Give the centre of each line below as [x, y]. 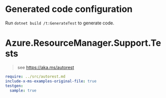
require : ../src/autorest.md [35, 76]
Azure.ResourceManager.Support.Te [83, 43]
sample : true [23, 91]
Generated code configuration [69, 9]
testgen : [14, 86]
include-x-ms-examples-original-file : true [51, 81]
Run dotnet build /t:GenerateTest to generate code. [60, 23]
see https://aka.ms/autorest [46, 67]
